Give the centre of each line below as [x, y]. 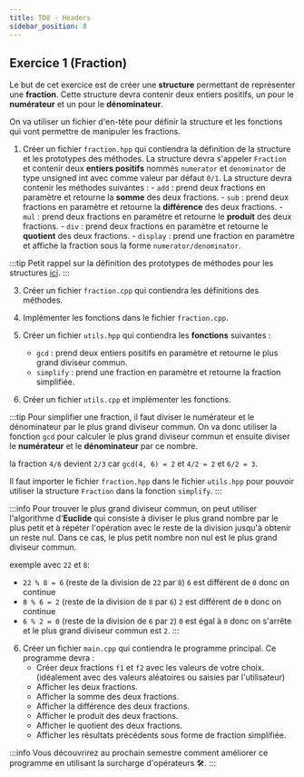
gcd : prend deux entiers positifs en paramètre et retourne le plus [157, 353]
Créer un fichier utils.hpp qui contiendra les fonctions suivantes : [147, 335]
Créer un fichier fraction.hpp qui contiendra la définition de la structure [157, 149]
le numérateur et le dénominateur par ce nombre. [103, 446]
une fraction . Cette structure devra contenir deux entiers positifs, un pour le [152, 95]
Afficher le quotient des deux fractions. [109, 726]
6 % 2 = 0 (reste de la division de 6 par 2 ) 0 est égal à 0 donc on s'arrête [157, 621]
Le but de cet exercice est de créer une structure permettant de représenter [152, 85]
